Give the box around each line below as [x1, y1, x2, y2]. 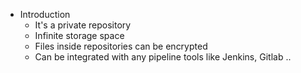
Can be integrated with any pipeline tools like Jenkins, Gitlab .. [34, 51, 292, 63]
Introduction [19, 9, 71, 20]
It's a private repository [34, 19, 132, 31]
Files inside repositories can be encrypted [34, 40, 208, 52]
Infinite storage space [34, 30, 125, 41]
